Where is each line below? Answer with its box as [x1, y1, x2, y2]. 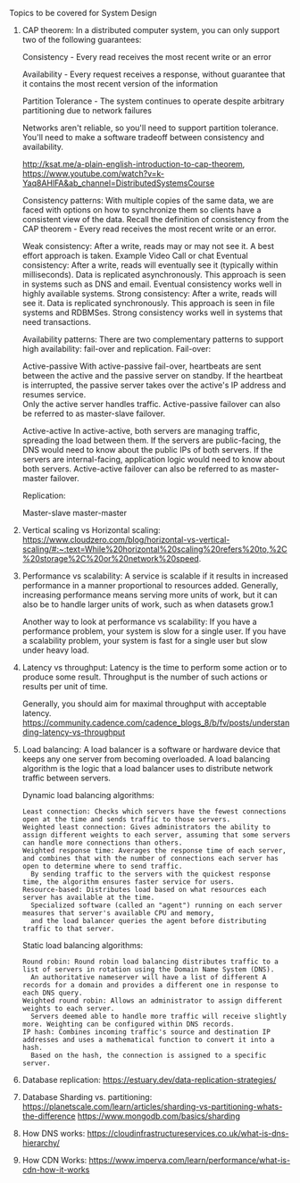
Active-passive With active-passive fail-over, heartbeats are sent [21, 361, 262, 371]
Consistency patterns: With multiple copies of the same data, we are [21, 196, 274, 205]
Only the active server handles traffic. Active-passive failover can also [21, 399, 281, 409]
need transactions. [21, 317, 92, 327]
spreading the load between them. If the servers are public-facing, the [21, 435, 281, 446]
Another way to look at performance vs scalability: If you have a [21, 616, 257, 627]
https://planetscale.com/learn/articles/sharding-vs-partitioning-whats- [21, 1102, 283, 1112]
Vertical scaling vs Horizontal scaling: [21, 525, 161, 535]
